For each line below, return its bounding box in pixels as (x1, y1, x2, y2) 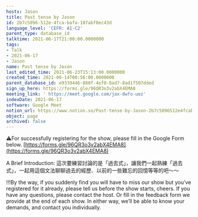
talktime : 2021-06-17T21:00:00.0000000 (6, 36, 104, 42)
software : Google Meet (6, 102, 62, 108)
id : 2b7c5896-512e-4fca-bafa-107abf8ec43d (6, 20, 112, 25)
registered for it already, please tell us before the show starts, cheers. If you (6, 185, 190, 192)
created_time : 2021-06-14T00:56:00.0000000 (6, 75, 115, 80)
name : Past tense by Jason (6, 63, 72, 70)
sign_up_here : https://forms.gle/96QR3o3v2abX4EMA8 (6, 86, 136, 92)
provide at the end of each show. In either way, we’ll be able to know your (6, 197, 184, 205)
